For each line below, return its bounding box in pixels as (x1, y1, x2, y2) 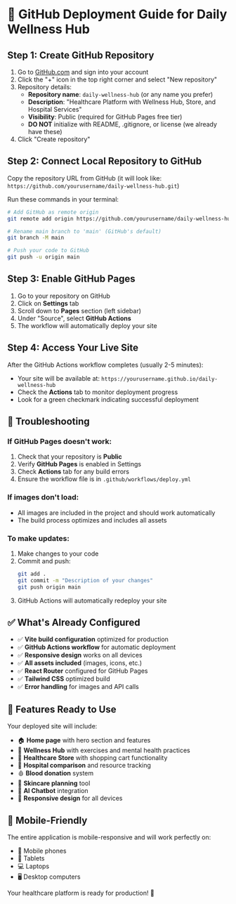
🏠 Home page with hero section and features (17, 736, 151, 745)
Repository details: (17, 83, 72, 91)
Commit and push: (17, 556, 72, 565)
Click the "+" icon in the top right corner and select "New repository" (17, 75, 218, 84)
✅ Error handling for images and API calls (17, 683, 139, 691)
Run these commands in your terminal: (7, 195, 119, 203)
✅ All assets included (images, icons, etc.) (17, 659, 143, 667)
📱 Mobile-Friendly (7, 814, 88, 826)
